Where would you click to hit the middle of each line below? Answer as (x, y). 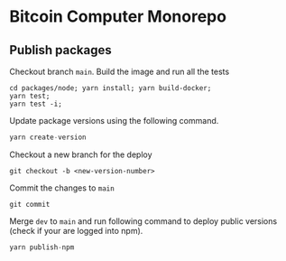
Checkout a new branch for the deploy (81, 154)
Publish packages (61, 50)
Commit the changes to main (62, 188)
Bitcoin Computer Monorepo (118, 17)
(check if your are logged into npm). (76, 230)
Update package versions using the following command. (114, 121)
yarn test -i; (36, 104)
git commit (30, 204)
